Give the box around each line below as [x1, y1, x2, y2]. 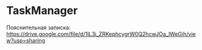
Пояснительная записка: [6, 24, 71, 31]
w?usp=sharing [6, 37, 46, 44]
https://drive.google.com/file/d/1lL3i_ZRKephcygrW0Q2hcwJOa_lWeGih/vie [6, 30, 197, 37]
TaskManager [6, 4, 78, 18]
